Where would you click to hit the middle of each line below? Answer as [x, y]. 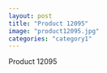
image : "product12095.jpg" [54, 31]
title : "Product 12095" [49, 24]
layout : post [30, 16]
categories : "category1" [50, 39]
